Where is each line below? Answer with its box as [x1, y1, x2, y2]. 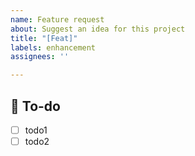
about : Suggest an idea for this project [10, 24, 186, 34]
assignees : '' [10, 52, 70, 62]
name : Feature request [10, 14, 105, 25]
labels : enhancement [10, 42, 97, 53]
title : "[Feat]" [10, 33, 78, 43]
